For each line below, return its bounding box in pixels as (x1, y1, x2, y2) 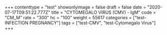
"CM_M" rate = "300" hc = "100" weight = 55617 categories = (4, 15, 132, 20)
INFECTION (4, 20, 28, 26)
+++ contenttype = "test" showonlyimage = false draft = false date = (4, 4, 146, 10)
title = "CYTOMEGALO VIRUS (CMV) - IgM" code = (51, 9, 156, 15)
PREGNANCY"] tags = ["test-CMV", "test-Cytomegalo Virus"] (29, 20, 156, 26)
